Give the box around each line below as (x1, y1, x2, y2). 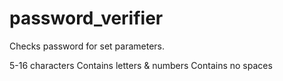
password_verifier (9, 7, 164, 30)
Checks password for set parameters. (9, 40, 166, 52)
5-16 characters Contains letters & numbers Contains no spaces (9, 59, 273, 71)
